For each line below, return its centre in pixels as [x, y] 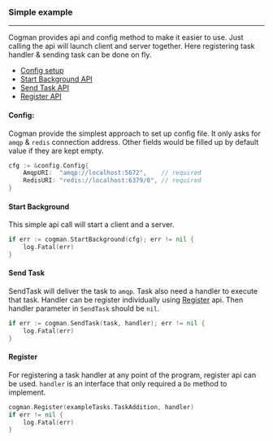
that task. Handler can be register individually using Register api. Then [126, 300]
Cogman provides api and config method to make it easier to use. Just [126, 37]
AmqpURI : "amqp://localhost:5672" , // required [112, 173]
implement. [27, 392]
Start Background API [56, 79]
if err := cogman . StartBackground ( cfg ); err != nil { [102, 240]
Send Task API [44, 88]
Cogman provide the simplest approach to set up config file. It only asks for [135, 133]
